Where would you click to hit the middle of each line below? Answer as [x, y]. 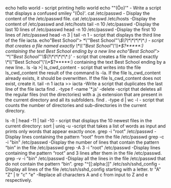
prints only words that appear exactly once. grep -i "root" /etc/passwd [79, 131]
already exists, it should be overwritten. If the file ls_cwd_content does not [83, 78]
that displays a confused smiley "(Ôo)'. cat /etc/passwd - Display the [78, 13]
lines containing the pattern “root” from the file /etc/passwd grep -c [93, 137]
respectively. [19, 180]
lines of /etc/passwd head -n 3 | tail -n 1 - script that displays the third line [83, 35]
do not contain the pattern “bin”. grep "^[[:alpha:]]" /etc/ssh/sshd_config [81, 164]
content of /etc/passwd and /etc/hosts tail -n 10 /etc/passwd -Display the [82, 24]
